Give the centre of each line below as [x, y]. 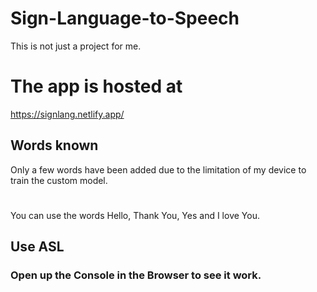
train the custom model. [59, 180]
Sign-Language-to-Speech [125, 18]
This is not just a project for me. [76, 46]
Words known [54, 145]
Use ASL [37, 247]
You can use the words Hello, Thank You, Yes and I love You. [135, 215]
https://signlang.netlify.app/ [67, 114]
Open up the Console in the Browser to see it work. [136, 275]
